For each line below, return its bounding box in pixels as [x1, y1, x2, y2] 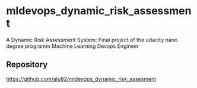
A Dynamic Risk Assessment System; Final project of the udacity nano [6, 36, 178, 43]
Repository [6, 60, 48, 70]
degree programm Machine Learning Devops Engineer [6, 43, 139, 50]
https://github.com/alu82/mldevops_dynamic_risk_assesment [6, 75, 157, 82]
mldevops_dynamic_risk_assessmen [6, 4, 192, 18]
